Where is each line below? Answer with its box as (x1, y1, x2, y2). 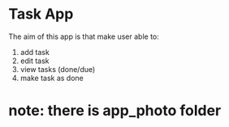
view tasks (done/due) (19, 64, 96, 74)
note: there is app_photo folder (8, 102, 222, 120)
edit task (19, 56, 50, 66)
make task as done (19, 73, 84, 83)
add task (19, 47, 50, 57)
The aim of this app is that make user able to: (8, 32, 160, 41)
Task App (8, 5, 74, 23)
